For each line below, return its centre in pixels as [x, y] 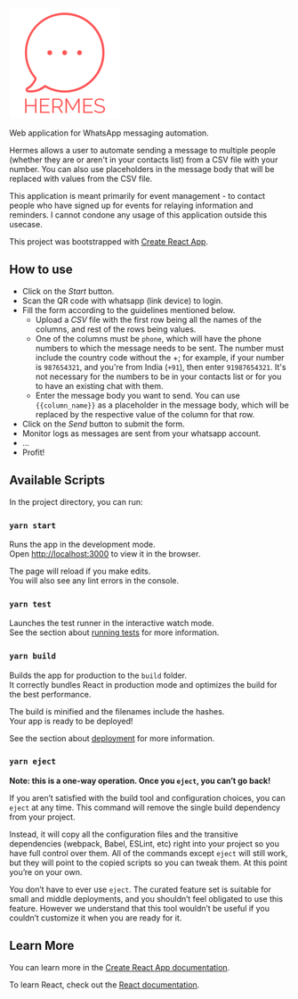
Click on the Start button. [68, 291]
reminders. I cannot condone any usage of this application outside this [138, 215]
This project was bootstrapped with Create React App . [109, 242]
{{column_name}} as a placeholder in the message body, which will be [162, 405]
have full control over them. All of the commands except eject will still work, [149, 853]
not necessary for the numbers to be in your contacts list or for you [158, 376]
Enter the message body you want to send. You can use [137, 395]
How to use [41, 270]
